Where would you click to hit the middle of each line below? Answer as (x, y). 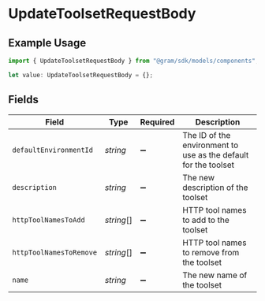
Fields (24, 100)
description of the (215, 188)
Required (157, 121)
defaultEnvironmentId (52, 150)
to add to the (206, 220)
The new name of (215, 275)
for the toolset (209, 165)
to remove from (211, 252)
